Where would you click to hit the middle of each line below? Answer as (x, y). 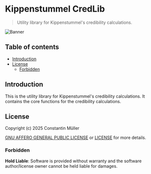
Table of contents (32, 47)
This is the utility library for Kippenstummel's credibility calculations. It (75, 96)
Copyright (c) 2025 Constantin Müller (42, 128)
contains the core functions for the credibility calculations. (63, 101)
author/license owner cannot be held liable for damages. (61, 166)
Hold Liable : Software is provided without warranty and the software (73, 161)
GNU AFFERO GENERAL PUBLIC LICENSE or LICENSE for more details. (75, 138)
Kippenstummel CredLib (55, 9)
